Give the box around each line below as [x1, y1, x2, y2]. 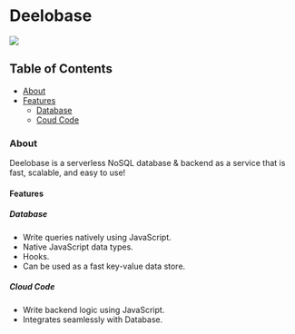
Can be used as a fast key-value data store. [22, 260, 186, 271]
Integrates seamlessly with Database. [22, 314, 163, 325]
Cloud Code [9, 281, 55, 292]
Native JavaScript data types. [22, 241, 133, 252]
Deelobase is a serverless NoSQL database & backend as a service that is [9, 158, 286, 169]
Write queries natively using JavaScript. [22, 231, 172, 242]
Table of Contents [9, 61, 113, 77]
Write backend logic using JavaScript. [22, 304, 165, 315]
